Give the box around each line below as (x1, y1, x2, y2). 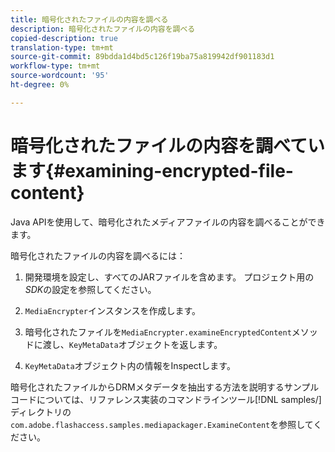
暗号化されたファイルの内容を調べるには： (10, 249, 186, 261)
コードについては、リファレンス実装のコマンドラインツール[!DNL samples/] (10, 393, 322, 405)
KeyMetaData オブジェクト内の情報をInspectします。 (24, 359, 236, 371)
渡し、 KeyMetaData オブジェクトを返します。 (42, 338, 223, 350)
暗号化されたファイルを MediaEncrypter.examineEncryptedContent (24, 326, 292, 338)
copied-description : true (10, 33, 118, 43)
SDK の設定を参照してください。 (24, 283, 157, 295)
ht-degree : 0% (10, 80, 70, 90)
